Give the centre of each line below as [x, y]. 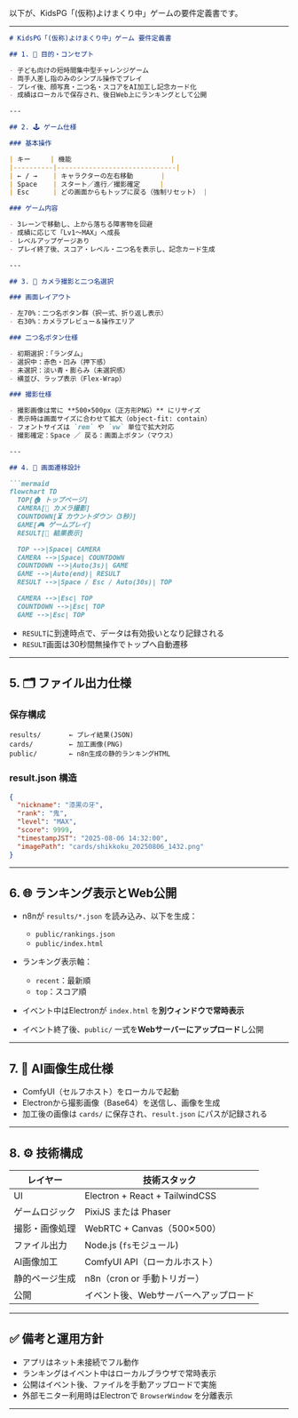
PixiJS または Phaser [128, 1212]
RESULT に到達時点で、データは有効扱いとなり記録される [123, 633]
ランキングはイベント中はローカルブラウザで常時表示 [119, 1373]
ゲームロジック [45, 1212]
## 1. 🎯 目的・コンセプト [52, 54]
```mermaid [29, 484]
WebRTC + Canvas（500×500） [153, 1229]
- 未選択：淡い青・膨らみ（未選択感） [70, 370]
